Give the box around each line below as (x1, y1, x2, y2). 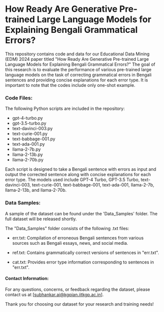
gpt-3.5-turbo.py (12, 120, 47, 126)
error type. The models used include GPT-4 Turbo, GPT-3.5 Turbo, (5, 177, 140, 182)
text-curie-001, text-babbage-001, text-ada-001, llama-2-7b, (31, 182, 155, 188)
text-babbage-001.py (12, 136, 55, 142)
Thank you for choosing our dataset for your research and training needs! (5, 301, 154, 307)
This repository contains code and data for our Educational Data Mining (5, 51, 150, 57)
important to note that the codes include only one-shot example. (5, 82, 136, 88)
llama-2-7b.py (12, 146, 41, 153)
